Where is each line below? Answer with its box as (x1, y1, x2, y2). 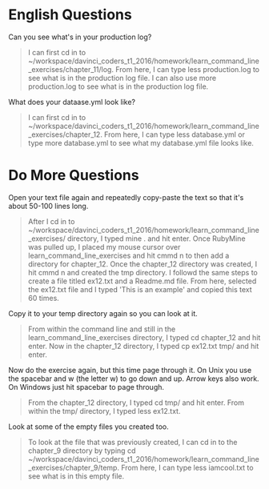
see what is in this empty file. (27, 471, 125, 481)
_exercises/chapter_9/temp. (27, 463, 120, 472)
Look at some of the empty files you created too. (8, 422, 170, 431)
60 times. (27, 293, 60, 303)
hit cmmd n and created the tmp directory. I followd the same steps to (27, 267, 259, 277)
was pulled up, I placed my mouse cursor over (27, 242, 181, 251)
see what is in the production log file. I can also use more (27, 73, 217, 82)
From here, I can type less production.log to (115, 64, 260, 74)
